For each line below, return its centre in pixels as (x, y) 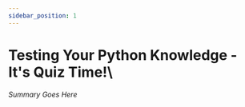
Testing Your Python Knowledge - (123, 55)
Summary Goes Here (43, 94)
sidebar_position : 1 (43, 16)
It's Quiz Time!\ (61, 72)
